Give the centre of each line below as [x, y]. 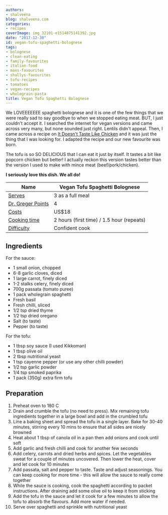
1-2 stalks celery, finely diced [43, 284]
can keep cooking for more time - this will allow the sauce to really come [88, 475]
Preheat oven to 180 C [36, 405]
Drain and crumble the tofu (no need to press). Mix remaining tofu [81, 411]
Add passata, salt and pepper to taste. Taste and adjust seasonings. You [88, 469]
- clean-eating [22, 56]
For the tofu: [19, 336]
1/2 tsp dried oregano [35, 316]
